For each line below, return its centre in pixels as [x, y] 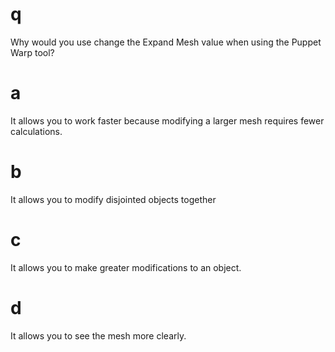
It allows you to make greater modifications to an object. [126, 267]
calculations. [36, 131]
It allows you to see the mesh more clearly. [98, 335]
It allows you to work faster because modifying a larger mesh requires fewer [167, 120]
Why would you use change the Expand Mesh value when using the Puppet [166, 42]
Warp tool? [32, 52]
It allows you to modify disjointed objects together [113, 199]
